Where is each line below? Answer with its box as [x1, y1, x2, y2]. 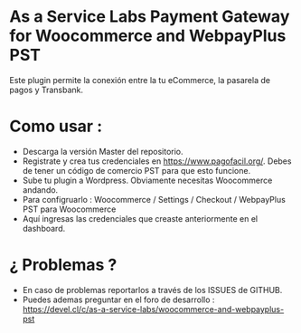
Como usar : [9, 116, 102, 137]
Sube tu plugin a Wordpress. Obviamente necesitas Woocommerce [22, 175, 273, 186]
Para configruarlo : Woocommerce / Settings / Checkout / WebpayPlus [22, 194, 287, 205]
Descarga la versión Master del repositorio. [22, 146, 183, 157]
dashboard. [22, 223, 66, 233]
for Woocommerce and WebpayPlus [9, 25, 287, 46]
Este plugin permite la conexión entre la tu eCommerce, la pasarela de [9, 74, 271, 85]
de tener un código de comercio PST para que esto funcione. [22, 165, 251, 176]
